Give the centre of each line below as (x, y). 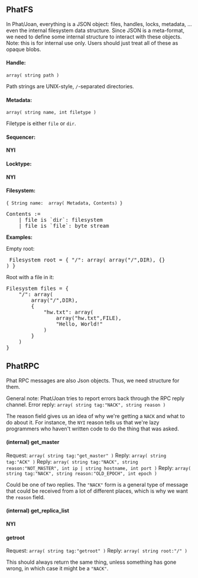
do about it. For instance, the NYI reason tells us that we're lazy (83, 422)
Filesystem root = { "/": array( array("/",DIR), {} (87, 260)
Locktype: (19, 164)
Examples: (19, 237)
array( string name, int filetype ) (51, 113)
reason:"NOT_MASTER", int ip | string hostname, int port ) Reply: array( (98, 468)
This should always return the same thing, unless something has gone (91, 562)
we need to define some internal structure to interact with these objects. (94, 36)
